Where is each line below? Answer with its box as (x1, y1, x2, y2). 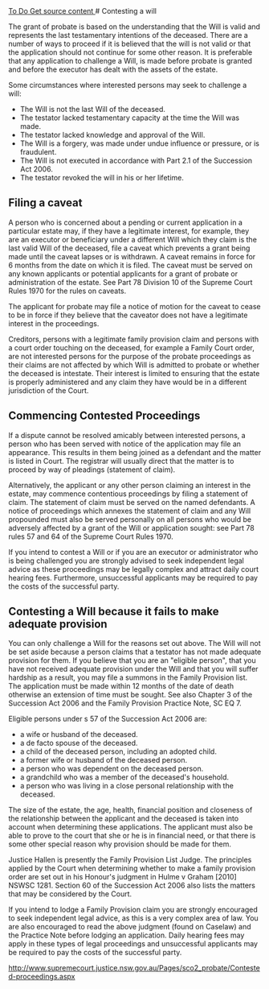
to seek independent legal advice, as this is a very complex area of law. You (8, 913, 259, 923)
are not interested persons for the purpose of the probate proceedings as (8, 351, 251, 361)
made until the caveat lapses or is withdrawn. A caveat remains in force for (8, 251, 256, 261)
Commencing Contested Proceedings (8, 409, 201, 423)
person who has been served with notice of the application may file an (8, 439, 242, 449)
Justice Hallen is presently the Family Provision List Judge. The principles (8, 855, 252, 865)
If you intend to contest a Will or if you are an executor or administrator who (8, 547, 259, 557)
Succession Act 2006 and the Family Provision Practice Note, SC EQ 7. (8, 698, 243, 708)
